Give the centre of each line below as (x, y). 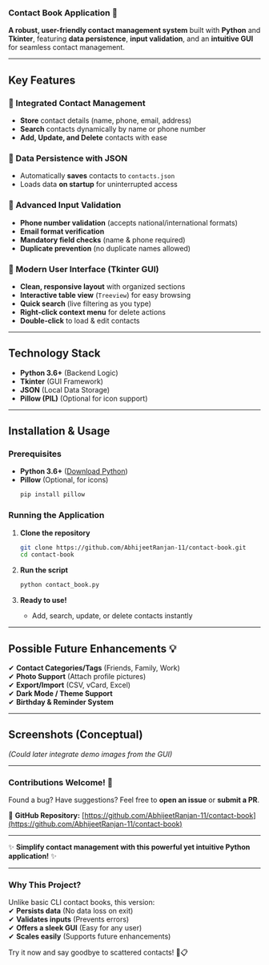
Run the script (44, 570)
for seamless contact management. (67, 47)
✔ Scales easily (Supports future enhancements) (90, 936)
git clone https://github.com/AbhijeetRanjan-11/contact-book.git (133, 548)
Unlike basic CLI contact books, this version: (82, 902)
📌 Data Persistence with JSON (68, 158)
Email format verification (62, 231)
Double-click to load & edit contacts (80, 320)
